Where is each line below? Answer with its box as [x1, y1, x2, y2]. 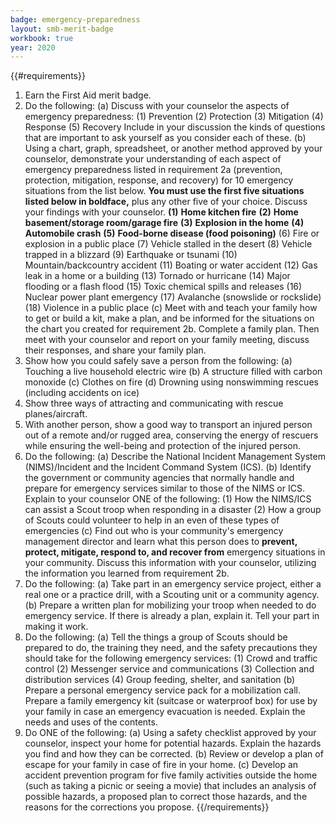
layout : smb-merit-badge [10, 24, 114, 34]
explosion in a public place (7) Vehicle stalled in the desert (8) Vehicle [24, 238, 313, 250]
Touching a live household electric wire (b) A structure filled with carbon [24, 366, 323, 378]
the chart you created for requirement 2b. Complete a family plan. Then [24, 323, 320, 335]
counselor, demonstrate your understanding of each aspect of [24, 153, 282, 165]
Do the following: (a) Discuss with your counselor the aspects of [24, 100, 290, 112]
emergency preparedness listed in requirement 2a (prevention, [24, 164, 283, 176]
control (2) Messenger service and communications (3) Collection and [24, 663, 315, 675]
